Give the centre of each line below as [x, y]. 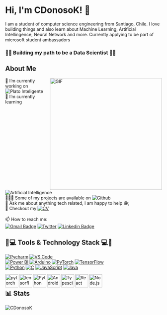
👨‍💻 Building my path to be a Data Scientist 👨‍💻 [61, 53]
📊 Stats [18, 293]
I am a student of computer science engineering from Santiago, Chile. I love [83, 24]
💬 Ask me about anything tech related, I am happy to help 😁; [67, 203]
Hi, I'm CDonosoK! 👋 [48, 10]
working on [17, 86]
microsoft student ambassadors [38, 40]
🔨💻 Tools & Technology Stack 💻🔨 [59, 243]
